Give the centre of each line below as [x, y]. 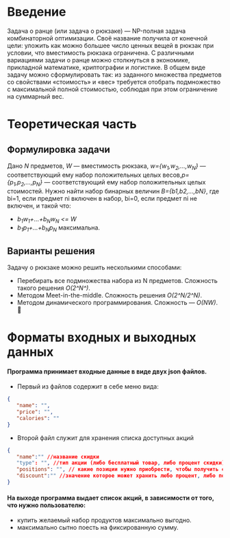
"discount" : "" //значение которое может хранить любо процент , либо [116, 476]
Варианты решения [51, 251]
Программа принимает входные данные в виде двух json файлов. [107, 371]
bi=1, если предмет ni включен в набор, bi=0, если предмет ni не [102, 198]
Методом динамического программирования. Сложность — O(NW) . [117, 302]
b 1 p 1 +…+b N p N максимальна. [59, 229]
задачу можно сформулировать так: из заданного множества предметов [114, 74]
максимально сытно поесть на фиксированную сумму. [98, 528]
